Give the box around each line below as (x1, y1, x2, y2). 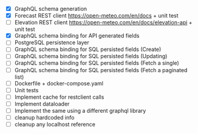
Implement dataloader (14, 100, 70, 107)
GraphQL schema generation (14, 5, 87, 12)
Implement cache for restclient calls (14, 93, 104, 101)
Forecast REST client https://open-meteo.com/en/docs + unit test (14, 12, 179, 19)
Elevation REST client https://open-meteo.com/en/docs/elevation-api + (14, 19, 193, 26)
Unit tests (14, 86, 39, 93)
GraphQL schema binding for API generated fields (14, 32, 140, 39)
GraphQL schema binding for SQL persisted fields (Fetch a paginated (14, 66, 188, 73)
